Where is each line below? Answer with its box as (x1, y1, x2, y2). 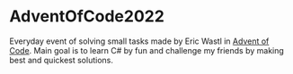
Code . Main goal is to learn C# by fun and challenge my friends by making (9, 45, 285, 55)
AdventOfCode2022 (9, 6, 164, 27)
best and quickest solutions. (9, 54, 114, 65)
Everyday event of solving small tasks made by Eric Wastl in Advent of (9, 36, 270, 46)
